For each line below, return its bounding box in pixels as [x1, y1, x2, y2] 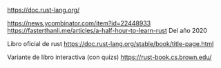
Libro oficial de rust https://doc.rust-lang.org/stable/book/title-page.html [7, 40, 214, 47]
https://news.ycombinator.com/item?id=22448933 [7, 19, 151, 27]
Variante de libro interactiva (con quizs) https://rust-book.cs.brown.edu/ [7, 53, 212, 61]
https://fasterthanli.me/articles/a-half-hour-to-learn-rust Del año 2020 [7, 27, 207, 34]
